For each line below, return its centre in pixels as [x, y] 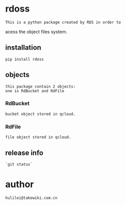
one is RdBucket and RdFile [35, 91]
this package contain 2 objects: [40, 87]
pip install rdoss [25, 59]
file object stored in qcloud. [38, 137]
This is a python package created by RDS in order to [63, 22]
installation [23, 48]
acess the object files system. [36, 31]
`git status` [19, 164]
